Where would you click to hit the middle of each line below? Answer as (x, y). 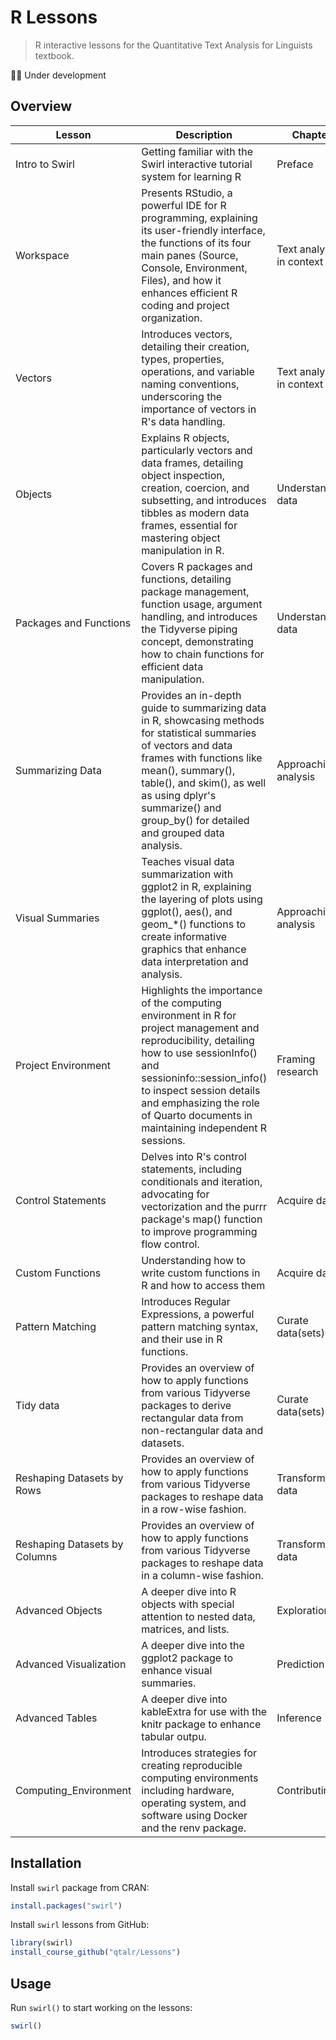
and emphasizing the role (200, 1103)
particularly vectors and (197, 450)
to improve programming (199, 1231)
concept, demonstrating (197, 641)
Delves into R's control (194, 1156)
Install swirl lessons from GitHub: (80, 1925)
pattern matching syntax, (200, 1326)
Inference (299, 1718)
